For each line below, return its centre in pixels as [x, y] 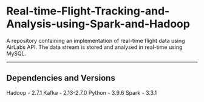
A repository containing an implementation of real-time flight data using [96, 40]
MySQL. [16, 53]
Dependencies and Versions [61, 78]
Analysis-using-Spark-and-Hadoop [98, 24]
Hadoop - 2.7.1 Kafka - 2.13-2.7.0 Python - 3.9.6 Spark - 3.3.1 [82, 92]
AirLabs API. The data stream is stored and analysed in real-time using [94, 47]
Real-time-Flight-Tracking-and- [88, 11]
